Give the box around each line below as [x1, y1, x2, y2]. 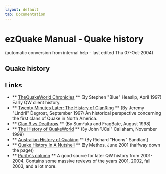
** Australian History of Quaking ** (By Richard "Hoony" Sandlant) [12, 136, 149, 142]
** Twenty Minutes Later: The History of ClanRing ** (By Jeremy [12, 105, 144, 111]
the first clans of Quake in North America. [12, 115, 98, 121]
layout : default [5, 7, 39, 12]
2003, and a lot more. [12, 163, 57, 169]
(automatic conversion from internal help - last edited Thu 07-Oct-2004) [5, 50, 153, 56]
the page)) [12, 147, 34, 153]
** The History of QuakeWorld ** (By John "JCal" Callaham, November [12, 126, 157, 132]
